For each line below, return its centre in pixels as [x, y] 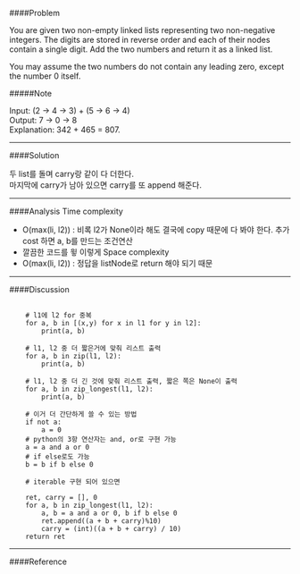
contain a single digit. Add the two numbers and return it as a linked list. [141, 49]
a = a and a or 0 [58, 447]
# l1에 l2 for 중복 [58, 316]
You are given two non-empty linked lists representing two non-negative [142, 30]
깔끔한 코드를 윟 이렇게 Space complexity [96, 252]
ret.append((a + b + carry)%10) [102, 521]
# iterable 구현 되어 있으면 [73, 482]
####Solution [34, 155]
